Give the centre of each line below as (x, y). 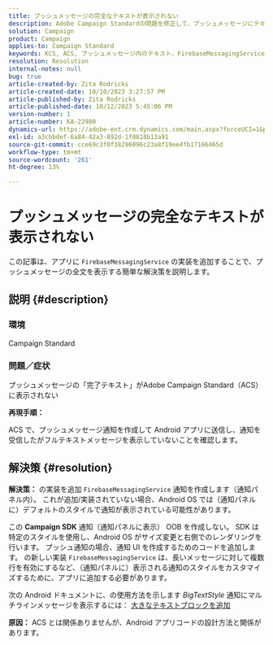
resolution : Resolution (49, 62)
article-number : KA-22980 (52, 122)
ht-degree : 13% (34, 168)
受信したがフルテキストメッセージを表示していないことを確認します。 (125, 440)
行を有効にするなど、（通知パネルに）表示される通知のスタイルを (117, 567)
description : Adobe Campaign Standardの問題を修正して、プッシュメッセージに (131, 24)
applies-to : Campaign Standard (61, 46)
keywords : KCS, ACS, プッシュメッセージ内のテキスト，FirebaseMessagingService (137, 54)
